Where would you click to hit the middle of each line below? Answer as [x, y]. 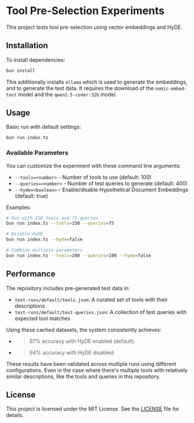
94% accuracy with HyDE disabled [71, 352]
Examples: [19, 207]
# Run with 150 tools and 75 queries [52, 218]
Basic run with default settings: [44, 127]
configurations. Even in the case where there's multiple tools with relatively [97, 370]
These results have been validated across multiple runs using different [91, 364]
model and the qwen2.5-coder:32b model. [68, 94]
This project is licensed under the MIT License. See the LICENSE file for [93, 409]
